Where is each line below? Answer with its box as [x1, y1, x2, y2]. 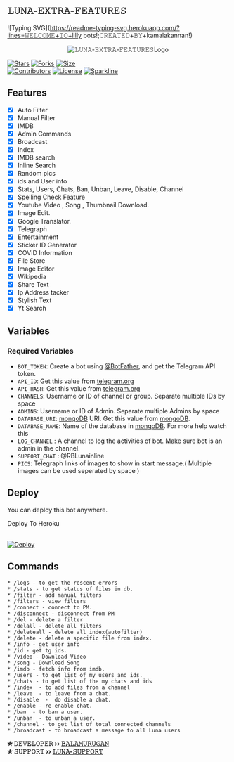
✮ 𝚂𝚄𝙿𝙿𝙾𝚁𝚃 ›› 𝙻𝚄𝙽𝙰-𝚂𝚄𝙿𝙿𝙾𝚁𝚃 [7, 747, 103, 756]
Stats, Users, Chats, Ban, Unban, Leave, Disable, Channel [17, 185, 184, 193]
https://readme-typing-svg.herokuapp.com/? [49, 23, 181, 32]
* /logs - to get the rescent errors [7, 579, 118, 586]
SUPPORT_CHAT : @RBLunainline [17, 451, 105, 460]
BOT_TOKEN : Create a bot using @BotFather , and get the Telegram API [17, 361, 216, 370]
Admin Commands [17, 129, 72, 138]
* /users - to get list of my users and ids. [7, 671, 143, 678]
